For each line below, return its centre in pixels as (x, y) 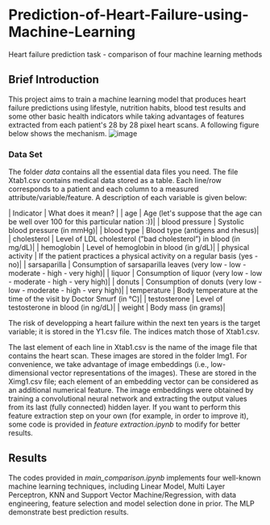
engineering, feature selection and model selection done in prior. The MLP (132, 503)
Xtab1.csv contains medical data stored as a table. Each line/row (115, 181)
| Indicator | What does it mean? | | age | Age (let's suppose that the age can (135, 213)
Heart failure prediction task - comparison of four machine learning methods (135, 54)
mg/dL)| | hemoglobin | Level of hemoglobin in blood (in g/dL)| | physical (129, 248)
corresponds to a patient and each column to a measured (104, 189)
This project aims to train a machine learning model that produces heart (127, 99)
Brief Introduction (54, 79)
